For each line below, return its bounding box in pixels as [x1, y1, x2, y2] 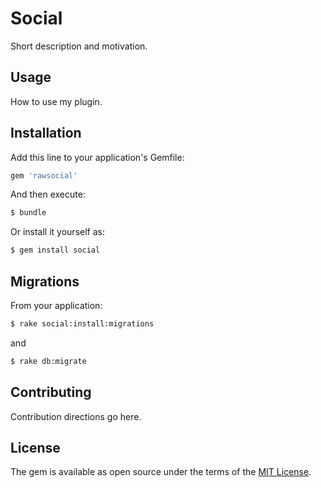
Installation [10, 125, 82, 142]
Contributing [10, 384, 92, 401]
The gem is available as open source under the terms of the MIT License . [10, 466, 312, 478]
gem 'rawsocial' [10, 170, 78, 181]
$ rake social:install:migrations [10, 319, 155, 329]
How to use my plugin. [10, 95, 103, 107]
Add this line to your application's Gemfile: [10, 151, 185, 163]
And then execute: [10, 188, 86, 201]
